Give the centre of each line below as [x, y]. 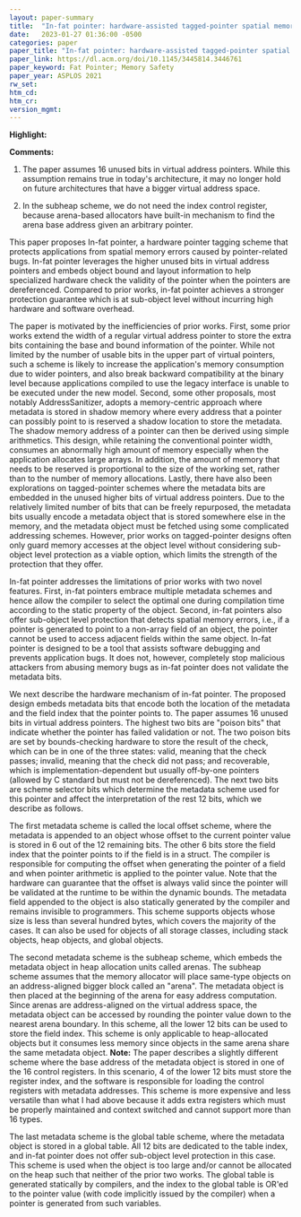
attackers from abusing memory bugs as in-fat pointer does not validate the [149, 668]
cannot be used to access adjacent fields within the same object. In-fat [140, 639]
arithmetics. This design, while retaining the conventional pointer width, [141, 441]
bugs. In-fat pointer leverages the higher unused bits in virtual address [140, 262]
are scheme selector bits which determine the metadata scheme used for [145, 790]
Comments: [32, 152]
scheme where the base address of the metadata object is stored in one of [147, 1062]
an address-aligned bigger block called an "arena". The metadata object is [146, 986]
